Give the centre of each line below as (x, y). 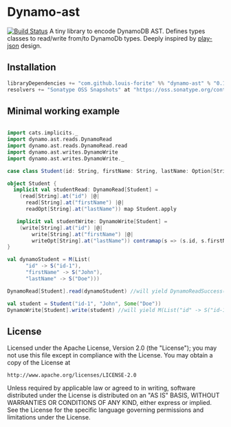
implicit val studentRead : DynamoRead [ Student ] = (86, 190)
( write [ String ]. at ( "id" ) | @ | (61, 228)
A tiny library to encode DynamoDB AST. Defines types (127, 31)
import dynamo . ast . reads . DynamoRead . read (67, 146)
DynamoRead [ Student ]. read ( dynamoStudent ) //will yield (87, 291)
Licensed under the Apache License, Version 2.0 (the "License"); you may (112, 348)
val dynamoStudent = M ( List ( (49, 260)
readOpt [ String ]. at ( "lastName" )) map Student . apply (101, 209)
